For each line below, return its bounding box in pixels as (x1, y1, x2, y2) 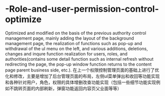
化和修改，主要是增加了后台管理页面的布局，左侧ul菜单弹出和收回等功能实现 (5, 73, 160, 79)
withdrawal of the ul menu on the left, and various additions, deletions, (5, 46, 148, 51)
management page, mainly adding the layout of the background (5, 35, 134, 41)
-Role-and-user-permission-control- (5, 3, 159, 15)
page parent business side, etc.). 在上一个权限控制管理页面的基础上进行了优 (5, 67, 159, 73)
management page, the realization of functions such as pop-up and (5, 40, 142, 46)
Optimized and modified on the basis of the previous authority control (5, 30, 146, 36)
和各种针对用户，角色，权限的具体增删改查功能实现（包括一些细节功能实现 (5, 79, 156, 85)
